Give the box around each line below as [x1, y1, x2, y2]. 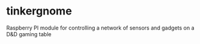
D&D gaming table [6, 30, 52, 37]
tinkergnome [6, 4, 72, 18]
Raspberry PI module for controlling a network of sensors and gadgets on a [6, 24, 195, 31]
